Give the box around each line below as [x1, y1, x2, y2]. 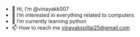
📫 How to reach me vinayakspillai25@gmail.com [11, 24, 130, 31]
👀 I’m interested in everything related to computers [11, 12, 135, 18]
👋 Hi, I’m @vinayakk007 [11, 6, 69, 12]
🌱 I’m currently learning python [11, 18, 87, 24]
